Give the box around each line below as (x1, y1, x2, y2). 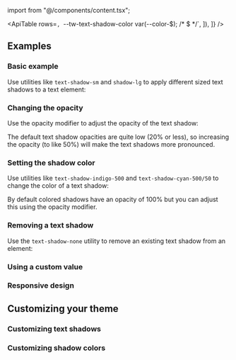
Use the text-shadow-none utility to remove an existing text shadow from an (7, 237, 226, 245)
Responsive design (7, 281, 74, 291)
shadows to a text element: (7, 85, 86, 94)
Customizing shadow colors (7, 343, 106, 353)
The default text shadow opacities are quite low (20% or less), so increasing (7, 133, 230, 141)
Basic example (7, 62, 59, 72)
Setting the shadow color (7, 157, 95, 167)
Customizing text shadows (7, 324, 101, 334)
